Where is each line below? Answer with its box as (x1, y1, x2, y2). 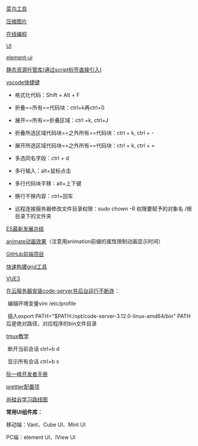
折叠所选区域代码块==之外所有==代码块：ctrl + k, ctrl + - (14, 130, 154, 136)
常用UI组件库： (6, 409, 43, 415)
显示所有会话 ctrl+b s (7, 358, 59, 365)
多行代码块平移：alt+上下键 (14, 180, 82, 187)
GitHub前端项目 (6, 250, 44, 257)
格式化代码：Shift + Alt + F (14, 92, 80, 98)
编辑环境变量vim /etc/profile (7, 300, 76, 307)
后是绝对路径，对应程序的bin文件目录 (6, 320, 97, 327)
